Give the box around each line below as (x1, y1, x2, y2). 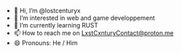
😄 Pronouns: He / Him (13, 39, 78, 47)
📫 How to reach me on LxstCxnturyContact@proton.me (13, 29, 174, 37)
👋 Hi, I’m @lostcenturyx (13, 7, 81, 14)
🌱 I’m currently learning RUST (13, 21, 99, 29)
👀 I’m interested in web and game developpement (13, 14, 155, 22)
